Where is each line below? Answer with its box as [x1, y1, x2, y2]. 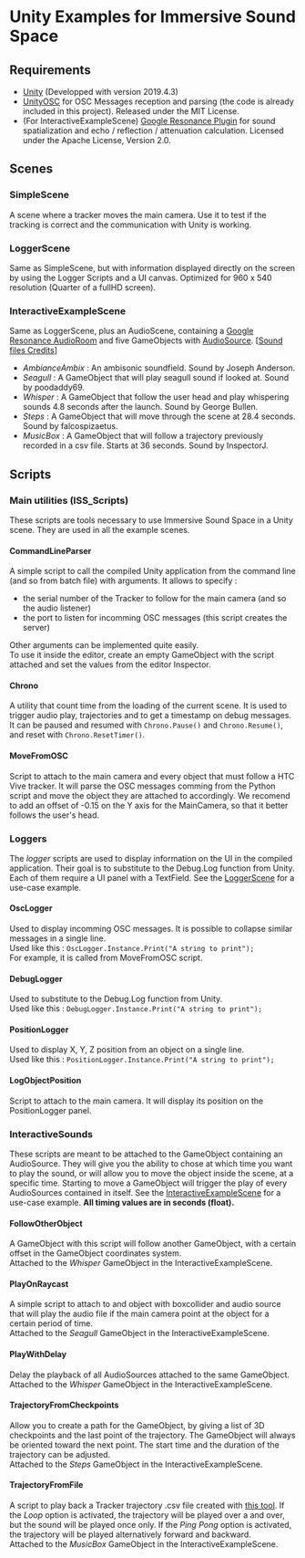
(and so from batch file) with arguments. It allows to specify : [9, 575, 238, 586]
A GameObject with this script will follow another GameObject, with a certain [9, 1239, 297, 1250]
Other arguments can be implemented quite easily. [9, 640, 199, 651]
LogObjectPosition [9, 1075, 82, 1086]
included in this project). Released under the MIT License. [22, 106, 239, 116]
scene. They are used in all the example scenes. [9, 524, 190, 535]
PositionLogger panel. [9, 1104, 92, 1115]
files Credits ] [9, 345, 57, 356]
